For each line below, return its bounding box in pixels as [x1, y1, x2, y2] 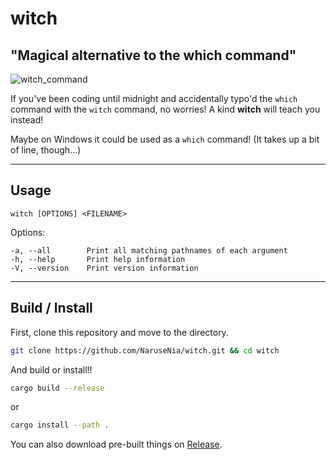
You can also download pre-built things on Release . [10, 438, 223, 451]
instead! [10, 114, 44, 126]
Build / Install [10, 300, 93, 317]
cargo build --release [10, 383, 105, 393]
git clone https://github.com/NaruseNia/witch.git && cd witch [10, 345, 280, 356]
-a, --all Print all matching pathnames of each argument [10, 245, 288, 256]
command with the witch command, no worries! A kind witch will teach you [10, 103, 321, 115]
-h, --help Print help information [10, 254, 186, 264]
